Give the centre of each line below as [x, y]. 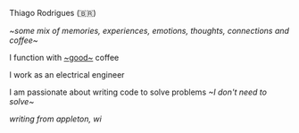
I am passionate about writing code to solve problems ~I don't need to [138, 92]
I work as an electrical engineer [67, 75]
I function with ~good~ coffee [64, 58]
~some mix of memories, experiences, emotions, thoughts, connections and [149, 31]
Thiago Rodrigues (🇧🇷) [53, 13]
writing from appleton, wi [56, 119]
